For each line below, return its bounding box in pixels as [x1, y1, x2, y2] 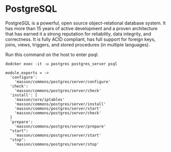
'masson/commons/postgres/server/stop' [14, 141, 100, 147]
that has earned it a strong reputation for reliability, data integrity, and [5, 31, 152, 37]
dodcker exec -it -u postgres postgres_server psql [5, 61, 117, 66]
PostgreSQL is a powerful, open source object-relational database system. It [5, 20, 166, 26]
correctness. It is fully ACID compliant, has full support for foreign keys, [5, 36, 156, 42]
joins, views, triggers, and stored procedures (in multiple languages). [5, 41, 150, 47]
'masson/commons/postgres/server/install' [14, 102, 106, 107]
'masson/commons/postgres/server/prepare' [14, 123, 106, 129]
